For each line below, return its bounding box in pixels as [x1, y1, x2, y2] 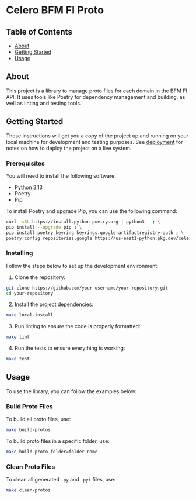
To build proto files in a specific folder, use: [6, 438, 110, 445]
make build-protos [6, 427, 51, 433]
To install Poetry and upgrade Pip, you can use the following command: [6, 207, 178, 214]
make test [6, 356, 30, 362]
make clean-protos [6, 487, 51, 493]
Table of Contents [6, 27, 73, 37]
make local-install [6, 312, 54, 318]
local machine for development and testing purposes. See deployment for [6, 138, 183, 145]
